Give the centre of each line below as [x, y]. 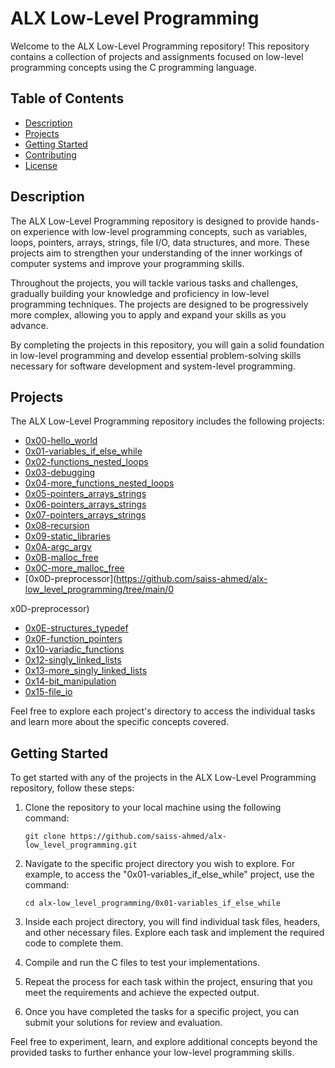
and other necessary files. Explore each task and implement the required [174, 933]
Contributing [50, 154]
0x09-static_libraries [67, 536]
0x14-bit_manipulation [70, 681]
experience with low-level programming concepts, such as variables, [165, 231]
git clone [45, 837]
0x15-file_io [48, 692]
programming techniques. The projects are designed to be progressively [159, 304]
